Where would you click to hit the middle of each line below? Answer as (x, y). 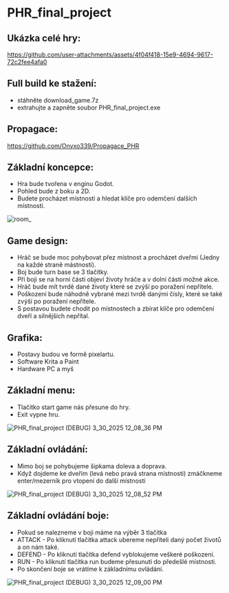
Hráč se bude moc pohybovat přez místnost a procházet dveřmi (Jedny (118, 258)
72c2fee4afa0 (27, 62)
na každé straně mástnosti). (56, 265)
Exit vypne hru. (39, 414)
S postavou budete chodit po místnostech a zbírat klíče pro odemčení (116, 309)
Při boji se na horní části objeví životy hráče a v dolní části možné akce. (118, 280)
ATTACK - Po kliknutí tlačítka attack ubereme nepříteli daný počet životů (119, 539)
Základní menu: (41, 391)
